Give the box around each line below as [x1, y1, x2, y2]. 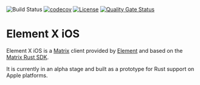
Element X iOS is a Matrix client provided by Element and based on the [6, 47, 183, 54]
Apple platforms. [6, 72, 48, 79]
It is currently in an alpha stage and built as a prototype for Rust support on [6, 65, 195, 72]
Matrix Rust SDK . [6, 53, 49, 61]
